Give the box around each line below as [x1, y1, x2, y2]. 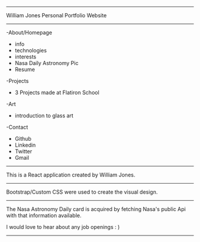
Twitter [14, 148, 33, 155]
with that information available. [6, 212, 82, 219]
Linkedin [14, 141, 36, 148]
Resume [14, 66, 35, 73]
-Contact [6, 123, 29, 131]
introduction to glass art [14, 112, 74, 119]
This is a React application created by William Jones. [6, 171, 136, 178]
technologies [14, 47, 47, 54]
